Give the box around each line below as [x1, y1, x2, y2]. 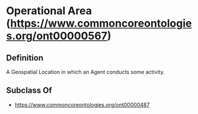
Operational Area [6, 4, 92, 18]
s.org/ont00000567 [6, 30, 108, 43]
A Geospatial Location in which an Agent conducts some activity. [6, 69, 165, 75]
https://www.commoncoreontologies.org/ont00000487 [14, 101, 150, 108]
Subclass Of [6, 86, 52, 96]
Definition [6, 53, 43, 63]
